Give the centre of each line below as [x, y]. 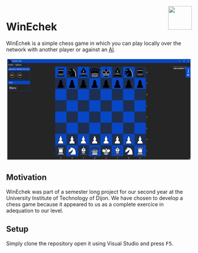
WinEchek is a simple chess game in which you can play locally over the [94, 43]
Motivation [27, 178]
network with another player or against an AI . [61, 49]
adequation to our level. [35, 210]
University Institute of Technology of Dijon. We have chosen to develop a [95, 198]
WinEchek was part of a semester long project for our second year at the [95, 192]
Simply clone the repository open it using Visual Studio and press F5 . [90, 243]
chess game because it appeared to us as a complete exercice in [85, 204]
